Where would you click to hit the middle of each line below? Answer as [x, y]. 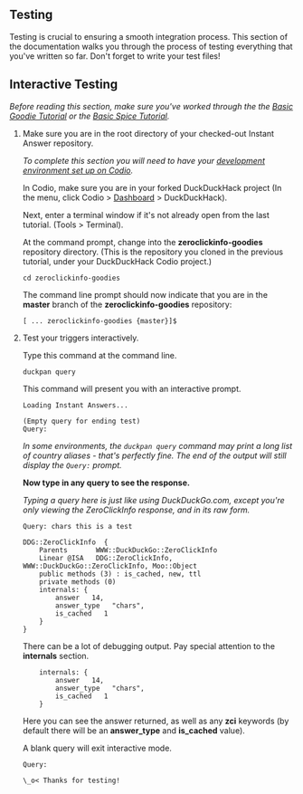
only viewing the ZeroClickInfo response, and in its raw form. [136, 510]
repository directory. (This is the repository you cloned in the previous [152, 252]
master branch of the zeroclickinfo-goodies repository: [127, 304]
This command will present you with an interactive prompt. [132, 388]
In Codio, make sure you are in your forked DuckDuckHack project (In [152, 187]
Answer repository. [58, 143]
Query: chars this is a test [77, 526]
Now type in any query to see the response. [106, 483]
